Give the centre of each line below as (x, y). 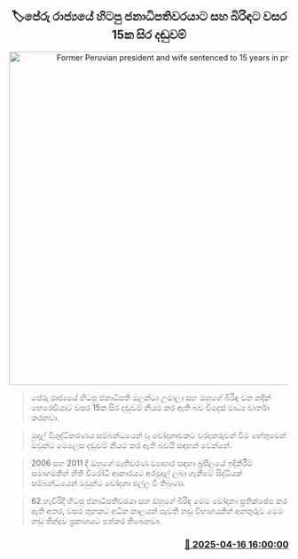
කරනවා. (45, 417)
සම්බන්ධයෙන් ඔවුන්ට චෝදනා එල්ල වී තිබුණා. (108, 483)
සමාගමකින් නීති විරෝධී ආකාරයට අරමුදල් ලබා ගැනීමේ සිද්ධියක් (137, 473)
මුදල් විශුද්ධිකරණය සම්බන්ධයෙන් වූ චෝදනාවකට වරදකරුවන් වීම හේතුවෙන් (158, 435)
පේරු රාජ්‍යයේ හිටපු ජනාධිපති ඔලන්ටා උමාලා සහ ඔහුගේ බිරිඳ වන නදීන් (151, 397)
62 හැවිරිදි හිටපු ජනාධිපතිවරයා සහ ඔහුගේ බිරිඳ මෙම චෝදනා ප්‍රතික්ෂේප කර (159, 500)
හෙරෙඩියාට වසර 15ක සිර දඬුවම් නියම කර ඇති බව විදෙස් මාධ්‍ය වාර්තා (150, 407)
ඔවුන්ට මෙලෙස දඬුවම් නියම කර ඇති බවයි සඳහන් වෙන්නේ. (131, 445)
